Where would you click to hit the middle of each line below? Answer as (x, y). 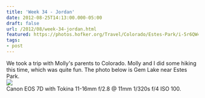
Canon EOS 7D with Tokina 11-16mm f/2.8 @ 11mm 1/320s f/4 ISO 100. (94, 88)
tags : (13, 40)
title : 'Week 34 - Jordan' (41, 12)
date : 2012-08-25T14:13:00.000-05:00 (54, 18)
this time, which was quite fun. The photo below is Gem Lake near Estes (97, 69)
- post (15, 46)
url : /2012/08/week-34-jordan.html (52, 29)
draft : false (23, 23)
